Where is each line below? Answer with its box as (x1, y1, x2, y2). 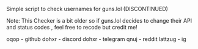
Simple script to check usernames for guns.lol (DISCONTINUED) (6, 6, 168, 12)
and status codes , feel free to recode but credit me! (6, 24, 137, 31)
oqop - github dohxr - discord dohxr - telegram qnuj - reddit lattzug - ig (6, 36, 186, 42)
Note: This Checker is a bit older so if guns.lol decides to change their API (6, 17, 193, 24)
